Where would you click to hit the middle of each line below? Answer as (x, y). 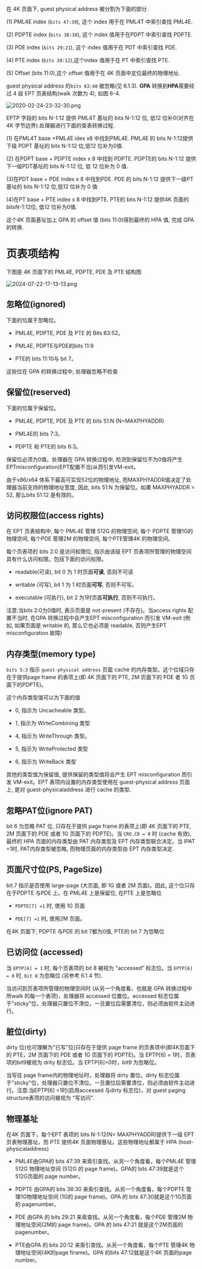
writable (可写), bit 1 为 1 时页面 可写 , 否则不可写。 (76, 585)
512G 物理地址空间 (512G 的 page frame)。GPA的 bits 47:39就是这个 (99, 1169)
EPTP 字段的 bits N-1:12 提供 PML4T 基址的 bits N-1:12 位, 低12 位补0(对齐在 (100, 118)
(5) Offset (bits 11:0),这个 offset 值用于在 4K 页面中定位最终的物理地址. (93, 73)
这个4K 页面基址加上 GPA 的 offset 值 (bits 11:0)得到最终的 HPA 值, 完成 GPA (100, 220)
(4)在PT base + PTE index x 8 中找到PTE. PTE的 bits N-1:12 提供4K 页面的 (98, 199)
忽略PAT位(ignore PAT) (49, 810)
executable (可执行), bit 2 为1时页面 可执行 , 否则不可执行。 (87, 598)
